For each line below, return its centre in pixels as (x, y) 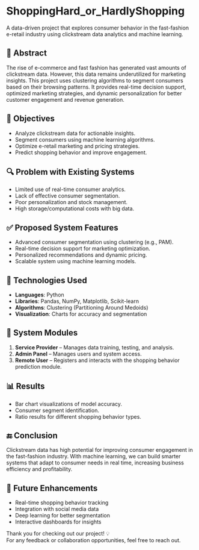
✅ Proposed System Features (62, 227)
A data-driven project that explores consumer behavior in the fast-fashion (98, 28)
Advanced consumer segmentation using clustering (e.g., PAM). (94, 242)
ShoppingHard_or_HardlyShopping (96, 11)
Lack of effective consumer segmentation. (67, 196)
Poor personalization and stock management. (71, 202)
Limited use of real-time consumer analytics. (70, 189)
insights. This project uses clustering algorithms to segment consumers (95, 80)
